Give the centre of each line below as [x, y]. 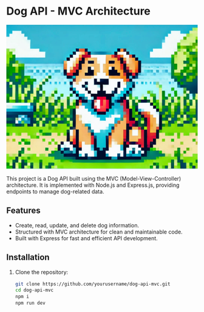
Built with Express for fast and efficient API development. [86, 238]
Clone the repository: [42, 272]
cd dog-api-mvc [34, 290]
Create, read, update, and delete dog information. [77, 225]
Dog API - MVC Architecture [78, 11]
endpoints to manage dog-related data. [55, 191]
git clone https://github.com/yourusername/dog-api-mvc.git [93, 284]
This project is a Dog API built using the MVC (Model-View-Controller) [94, 178]
